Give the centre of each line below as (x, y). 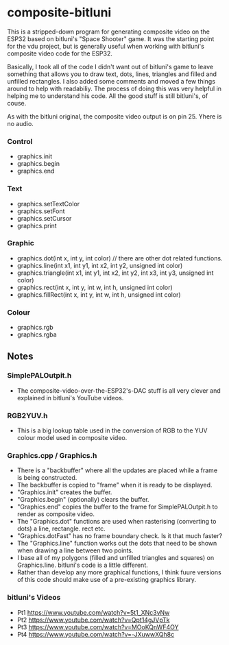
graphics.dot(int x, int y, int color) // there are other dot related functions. (120, 258)
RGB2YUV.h (27, 415)
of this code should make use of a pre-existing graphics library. (107, 580)
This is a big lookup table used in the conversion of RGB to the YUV (112, 430)
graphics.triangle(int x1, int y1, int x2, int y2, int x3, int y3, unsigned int (115, 273)
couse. (17, 103)
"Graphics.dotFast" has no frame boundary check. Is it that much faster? (120, 536)
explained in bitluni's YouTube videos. (70, 398)
